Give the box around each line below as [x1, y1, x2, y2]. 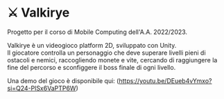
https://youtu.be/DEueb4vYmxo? [119, 76, 212, 84]
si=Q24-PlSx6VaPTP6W [7, 84, 76, 92]
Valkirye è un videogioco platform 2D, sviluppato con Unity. [7, 41, 177, 49]
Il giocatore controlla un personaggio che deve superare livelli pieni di [7, 48, 206, 57]
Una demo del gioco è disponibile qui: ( [7, 76, 119, 84]
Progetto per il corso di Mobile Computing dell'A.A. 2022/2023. [7, 28, 188, 36]
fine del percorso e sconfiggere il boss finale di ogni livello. [7, 63, 176, 71]
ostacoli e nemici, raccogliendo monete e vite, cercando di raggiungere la [7, 55, 218, 64]
